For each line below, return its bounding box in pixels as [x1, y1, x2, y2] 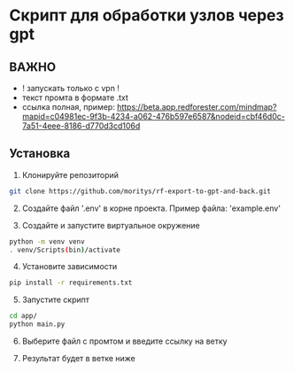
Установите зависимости [21, 261, 118, 272]
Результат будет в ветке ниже [21, 353, 135, 364]
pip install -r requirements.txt [9, 278, 133, 288]
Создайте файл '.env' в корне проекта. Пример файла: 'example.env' [21, 203, 282, 213]
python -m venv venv [9, 236, 86, 246]
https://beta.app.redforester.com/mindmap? [116, 102, 277, 112]
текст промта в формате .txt [21, 92, 128, 103]
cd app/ [9, 312, 38, 321]
